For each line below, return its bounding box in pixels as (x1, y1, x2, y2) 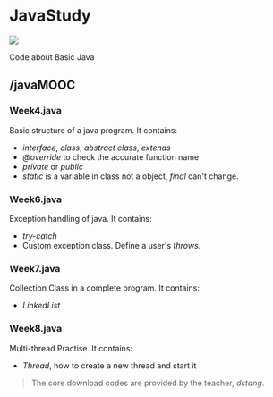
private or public (21, 161, 83, 172)
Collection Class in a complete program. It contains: (9, 283, 200, 293)
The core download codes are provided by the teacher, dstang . (30, 377, 265, 388)
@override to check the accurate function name (21, 151, 200, 162)
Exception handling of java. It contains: (9, 213, 152, 224)
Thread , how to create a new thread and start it (21, 359, 197, 371)
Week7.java (9, 262, 61, 275)
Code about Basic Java (9, 51, 95, 63)
